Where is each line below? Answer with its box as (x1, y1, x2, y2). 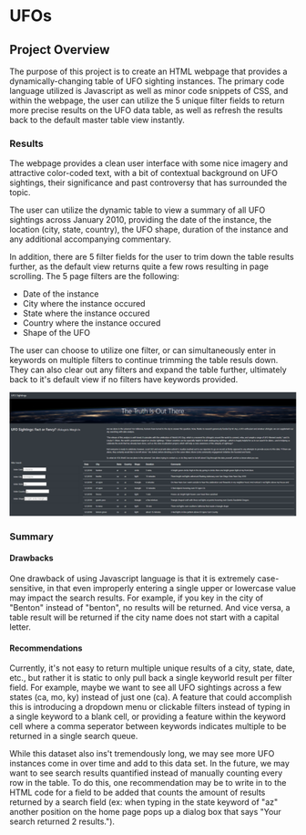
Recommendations (9, 642, 83, 653)
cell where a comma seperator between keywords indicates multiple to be (9, 721, 287, 732)
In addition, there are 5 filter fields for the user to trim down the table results (9, 252, 294, 263)
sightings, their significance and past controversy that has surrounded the (9, 177, 288, 188)
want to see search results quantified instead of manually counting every (9, 767, 283, 778)
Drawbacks (9, 553, 54, 564)
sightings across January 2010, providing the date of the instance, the (9, 214, 272, 225)
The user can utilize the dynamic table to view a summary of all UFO (9, 204, 266, 215)
